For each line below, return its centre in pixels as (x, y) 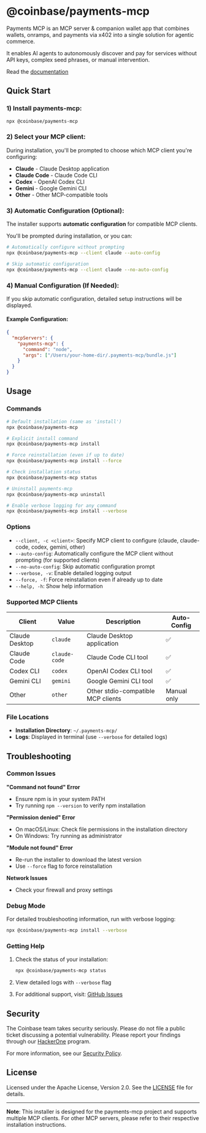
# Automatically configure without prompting (65, 247)
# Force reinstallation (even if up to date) (65, 455)
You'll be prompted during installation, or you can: (70, 236)
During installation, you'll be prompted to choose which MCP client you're (99, 150)
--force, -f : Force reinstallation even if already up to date (89, 579)
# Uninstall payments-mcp (39, 489)
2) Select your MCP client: (46, 137)
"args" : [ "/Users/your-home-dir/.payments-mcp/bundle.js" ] (99, 355)
